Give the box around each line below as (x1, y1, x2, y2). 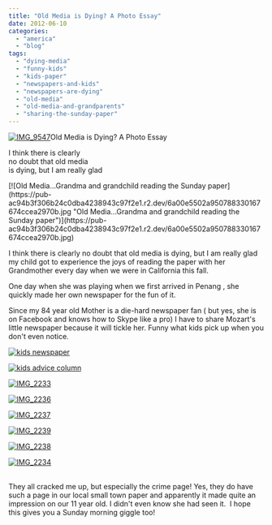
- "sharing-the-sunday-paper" (15, 110, 118, 118)
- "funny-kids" (15, 65, 67, 73)
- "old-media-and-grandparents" (15, 102, 126, 110)
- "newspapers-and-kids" (15, 80, 100, 88)
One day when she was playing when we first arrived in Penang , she (8, 282, 240, 290)
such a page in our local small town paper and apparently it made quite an (8, 490, 257, 500)
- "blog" (15, 42, 45, 50)
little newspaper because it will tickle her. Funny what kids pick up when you (8, 323, 264, 333)
